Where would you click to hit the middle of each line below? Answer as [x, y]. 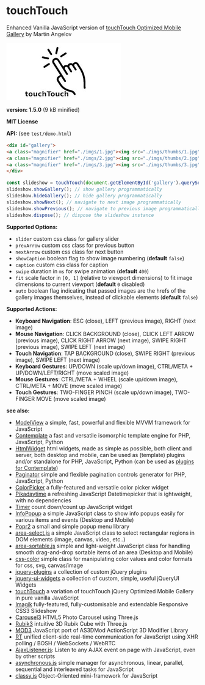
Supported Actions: [32, 309]
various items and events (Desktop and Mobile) [74, 519]
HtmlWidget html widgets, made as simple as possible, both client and [103, 448]
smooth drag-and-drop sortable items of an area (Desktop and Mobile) [104, 552]
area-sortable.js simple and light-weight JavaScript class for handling [103, 546]
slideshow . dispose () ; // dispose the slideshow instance [80, 215]
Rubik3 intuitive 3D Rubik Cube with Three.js [71, 623]
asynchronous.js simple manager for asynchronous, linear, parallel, [99, 662]
